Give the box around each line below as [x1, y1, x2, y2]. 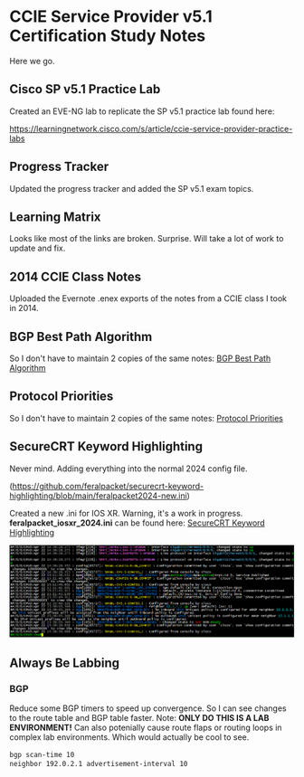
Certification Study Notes [9, 25, 206, 46]
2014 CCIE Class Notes [9, 269, 142, 284]
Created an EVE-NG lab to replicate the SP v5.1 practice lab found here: [9, 106, 275, 117]
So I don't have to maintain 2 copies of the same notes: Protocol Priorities [9, 412, 283, 423]
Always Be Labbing [9, 656, 120, 671]
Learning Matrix [9, 209, 101, 224]
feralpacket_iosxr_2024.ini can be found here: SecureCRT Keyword [9, 517, 265, 528]
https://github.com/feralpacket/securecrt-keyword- [12, 480, 204, 491]
